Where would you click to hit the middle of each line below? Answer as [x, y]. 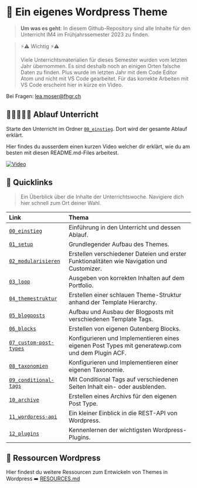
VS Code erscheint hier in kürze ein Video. [72, 85]
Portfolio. [81, 285]
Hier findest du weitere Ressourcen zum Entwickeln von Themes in [87, 472]
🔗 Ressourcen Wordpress [53, 458]
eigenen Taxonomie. [96, 369]
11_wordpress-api [33, 417]
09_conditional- [32, 380]
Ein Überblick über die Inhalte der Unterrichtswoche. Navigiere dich [102, 197]
